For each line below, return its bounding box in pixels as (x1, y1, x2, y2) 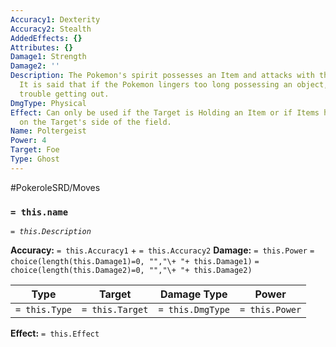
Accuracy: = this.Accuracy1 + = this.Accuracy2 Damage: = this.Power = (10, 244, 315, 256)
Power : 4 (10, 136, 47, 146)
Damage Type (159, 287, 228, 301)
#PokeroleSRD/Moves (10, 181, 101, 193)
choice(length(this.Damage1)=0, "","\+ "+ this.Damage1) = (10, 257, 260, 267)
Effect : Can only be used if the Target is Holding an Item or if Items (10, 107, 320, 118)
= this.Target (81, 304, 149, 316)
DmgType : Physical (10, 98, 87, 108)
